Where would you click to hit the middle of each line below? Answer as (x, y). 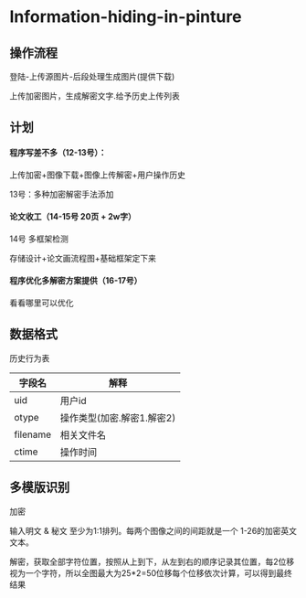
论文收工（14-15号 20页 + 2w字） (73, 217)
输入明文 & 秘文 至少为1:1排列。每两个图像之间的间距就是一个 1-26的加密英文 (153, 530)
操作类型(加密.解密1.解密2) (118, 418)
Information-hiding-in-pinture (126, 17)
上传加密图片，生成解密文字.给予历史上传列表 (95, 96)
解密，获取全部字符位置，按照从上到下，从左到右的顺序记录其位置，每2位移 (152, 561)
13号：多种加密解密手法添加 (62, 194)
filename (33, 434)
